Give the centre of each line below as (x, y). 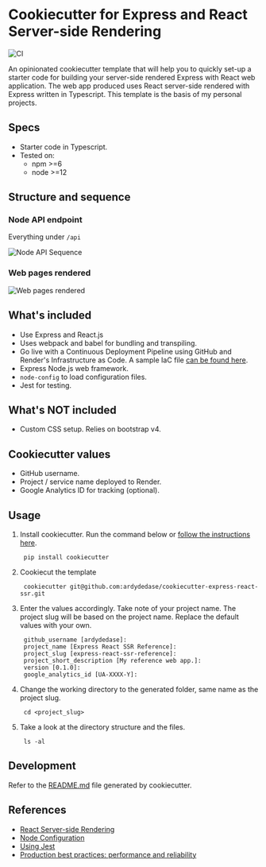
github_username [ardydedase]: (75, 640)
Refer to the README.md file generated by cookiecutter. (100, 785)
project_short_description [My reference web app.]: (112, 660)
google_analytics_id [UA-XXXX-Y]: (81, 674)
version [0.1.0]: (52, 668)
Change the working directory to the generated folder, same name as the (139, 689)
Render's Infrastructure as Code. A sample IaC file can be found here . (134, 360)
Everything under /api (44, 237)
